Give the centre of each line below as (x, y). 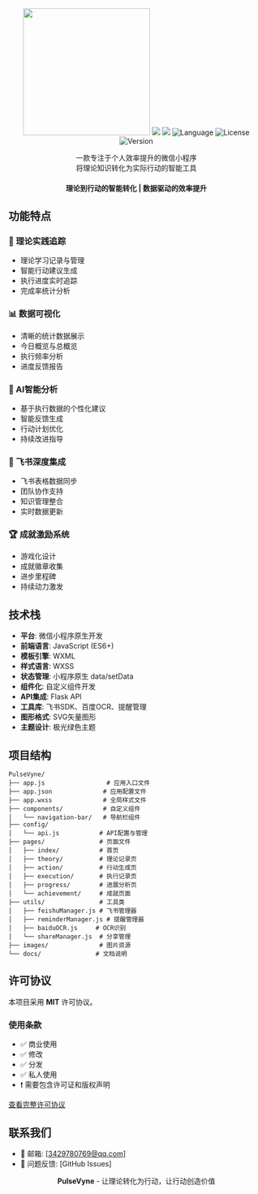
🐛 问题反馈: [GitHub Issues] (66, 1164)
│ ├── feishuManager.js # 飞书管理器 (73, 911)
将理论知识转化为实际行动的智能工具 (136, 168)
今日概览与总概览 (49, 346)
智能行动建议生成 (49, 270)
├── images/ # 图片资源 (70, 946)
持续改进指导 (41, 438)
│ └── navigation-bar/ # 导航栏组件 (74, 818)
